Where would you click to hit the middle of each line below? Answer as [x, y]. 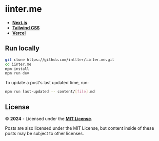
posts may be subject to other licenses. [45, 133]
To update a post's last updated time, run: [47, 83]
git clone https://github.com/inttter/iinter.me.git [60, 60]
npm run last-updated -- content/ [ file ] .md [50, 92]
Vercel [19, 33]
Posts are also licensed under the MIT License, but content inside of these [80, 128]
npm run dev [17, 73]
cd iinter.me [18, 64]
